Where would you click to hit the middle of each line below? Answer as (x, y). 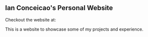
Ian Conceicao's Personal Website (59, 8)
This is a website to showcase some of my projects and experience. (74, 29)
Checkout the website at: (30, 19)
